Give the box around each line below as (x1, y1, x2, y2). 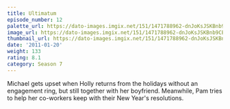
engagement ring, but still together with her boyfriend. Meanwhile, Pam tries (7, 87, 222, 95)
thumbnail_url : (7, 35, 51, 42)
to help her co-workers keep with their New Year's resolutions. (7, 93, 184, 102)
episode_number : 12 (7, 16, 63, 23)
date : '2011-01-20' (7, 42, 63, 48)
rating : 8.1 (7, 54, 41, 61)
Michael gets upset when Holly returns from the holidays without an (7, 79, 199, 87)
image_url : (7, 29, 38, 36)
